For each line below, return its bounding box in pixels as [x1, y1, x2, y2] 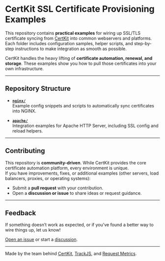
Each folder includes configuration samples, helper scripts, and [5, 40, 134, 46]
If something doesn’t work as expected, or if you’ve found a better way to [5, 222, 154, 228]
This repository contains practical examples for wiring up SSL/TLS [5, 30, 141, 36]
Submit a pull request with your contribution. [12, 185, 104, 191]
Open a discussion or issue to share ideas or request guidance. [12, 190, 142, 196]
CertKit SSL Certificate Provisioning [5, 3, 155, 15]
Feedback [5, 209, 36, 217]
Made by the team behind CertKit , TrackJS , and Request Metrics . [5, 251, 137, 257]
